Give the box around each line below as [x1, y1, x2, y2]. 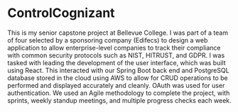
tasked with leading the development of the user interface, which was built [7, 58, 226, 67]
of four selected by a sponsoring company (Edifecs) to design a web [7, 35, 208, 44]
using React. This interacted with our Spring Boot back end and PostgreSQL [7, 66, 229, 74]
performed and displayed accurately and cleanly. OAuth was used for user [7, 81, 225, 89]
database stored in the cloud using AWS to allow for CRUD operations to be [7, 73, 229, 82]
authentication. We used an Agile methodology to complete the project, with [7, 89, 230, 97]
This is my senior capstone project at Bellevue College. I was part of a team [7, 28, 229, 37]
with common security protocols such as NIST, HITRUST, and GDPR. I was [7, 51, 225, 60]
